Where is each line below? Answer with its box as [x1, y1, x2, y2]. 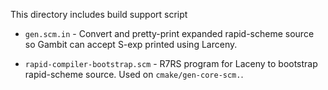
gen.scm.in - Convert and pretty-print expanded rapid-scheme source [24, 28, 315, 39]
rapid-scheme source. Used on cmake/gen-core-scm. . [24, 69, 244, 80]
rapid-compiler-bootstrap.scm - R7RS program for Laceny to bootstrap [24, 58, 318, 69]
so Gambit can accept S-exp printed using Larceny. [24, 39, 238, 50]
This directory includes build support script [10, 9, 188, 20]
